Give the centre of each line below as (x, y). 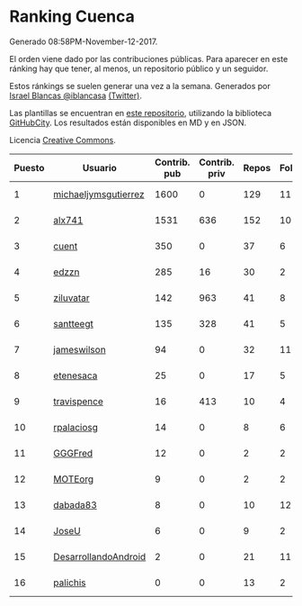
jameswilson (80, 349)
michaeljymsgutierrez (99, 194)
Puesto (29, 167)
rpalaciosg (76, 427)
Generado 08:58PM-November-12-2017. (84, 41)
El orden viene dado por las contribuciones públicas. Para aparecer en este (149, 59)
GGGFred (73, 453)
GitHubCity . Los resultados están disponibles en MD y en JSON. (128, 122)
